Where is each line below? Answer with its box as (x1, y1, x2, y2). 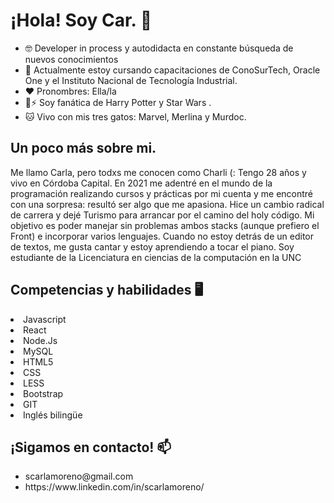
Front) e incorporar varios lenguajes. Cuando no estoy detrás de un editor (10, 230, 315, 242)
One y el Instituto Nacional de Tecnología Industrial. (24, 74, 238, 86)
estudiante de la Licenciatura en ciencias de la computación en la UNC (10, 251, 302, 263)
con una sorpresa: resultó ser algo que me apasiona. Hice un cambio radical (10, 198, 325, 210)
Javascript (23, 313, 67, 325)
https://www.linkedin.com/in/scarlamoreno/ (24, 481, 205, 493)
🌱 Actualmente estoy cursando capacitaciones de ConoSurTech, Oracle (24, 64, 321, 76)
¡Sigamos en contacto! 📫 (10, 439, 172, 456)
